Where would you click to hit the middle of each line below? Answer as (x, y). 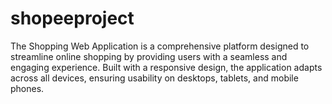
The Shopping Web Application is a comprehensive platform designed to (160, 46)
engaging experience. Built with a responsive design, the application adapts (166, 67)
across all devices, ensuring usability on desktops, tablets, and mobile (154, 78)
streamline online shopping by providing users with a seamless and (149, 56)
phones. (27, 88)
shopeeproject (72, 18)
